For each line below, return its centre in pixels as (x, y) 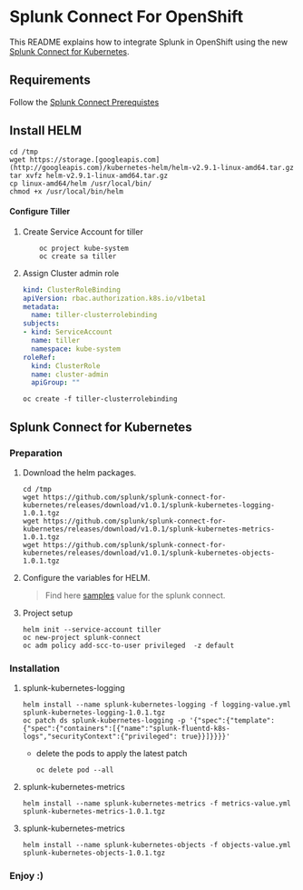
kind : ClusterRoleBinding (71, 290)
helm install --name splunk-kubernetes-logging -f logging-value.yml (157, 705)
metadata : (41, 306)
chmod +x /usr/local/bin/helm (67, 191)
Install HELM (45, 130)
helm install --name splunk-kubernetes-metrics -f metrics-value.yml (157, 804)
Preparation (36, 453)
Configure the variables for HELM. (86, 577)
